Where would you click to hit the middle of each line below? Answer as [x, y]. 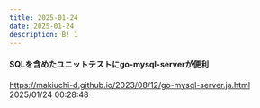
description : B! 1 [44, 34]
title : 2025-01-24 [44, 18]
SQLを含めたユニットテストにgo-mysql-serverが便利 [109, 64]
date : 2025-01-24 [42, 26]
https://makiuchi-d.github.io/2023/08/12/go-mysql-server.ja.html [130, 85]
